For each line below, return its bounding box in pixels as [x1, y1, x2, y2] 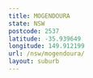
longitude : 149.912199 [8, 42, 85, 50]
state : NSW [8, 19, 45, 28]
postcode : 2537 [8, 27, 60, 35]
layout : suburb [8, 58, 60, 66]
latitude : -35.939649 [8, 34, 82, 43]
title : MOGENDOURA [8, 11, 70, 20]
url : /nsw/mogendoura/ [8, 50, 85, 58]
